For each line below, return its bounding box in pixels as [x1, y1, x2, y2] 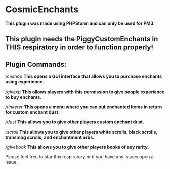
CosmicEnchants [5, 4, 78, 15]
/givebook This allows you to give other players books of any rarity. [5, 144, 149, 150]
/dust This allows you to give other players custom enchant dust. [5, 119, 144, 125]
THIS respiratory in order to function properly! [5, 43, 153, 52]
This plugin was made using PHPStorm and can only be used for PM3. [5, 20, 155, 26]
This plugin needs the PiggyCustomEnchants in [5, 35, 158, 44]
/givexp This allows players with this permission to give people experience [5, 89, 165, 95]
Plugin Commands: [5, 60, 67, 69]
